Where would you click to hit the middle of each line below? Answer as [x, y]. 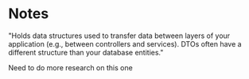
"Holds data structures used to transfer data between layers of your [119, 36]
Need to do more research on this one [70, 67]
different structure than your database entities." [86, 52]
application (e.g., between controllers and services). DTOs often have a [125, 43]
